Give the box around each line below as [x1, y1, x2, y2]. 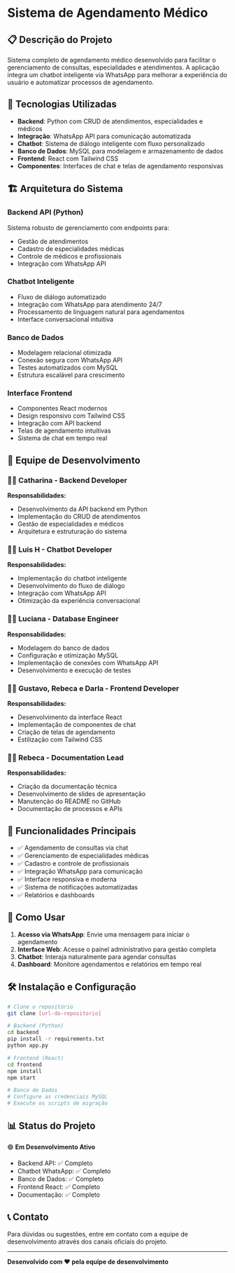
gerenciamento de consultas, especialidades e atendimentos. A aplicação [7, 63, 220, 72]
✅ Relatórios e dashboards [17, 891, 95, 899]
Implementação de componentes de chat [17, 720, 136, 728]
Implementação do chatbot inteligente [17, 574, 127, 583]
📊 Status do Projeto [7, 1120, 96, 1132]
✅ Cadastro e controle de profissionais [17, 859, 129, 868]
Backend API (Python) [7, 207, 84, 217]
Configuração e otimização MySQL [17, 651, 119, 660]
